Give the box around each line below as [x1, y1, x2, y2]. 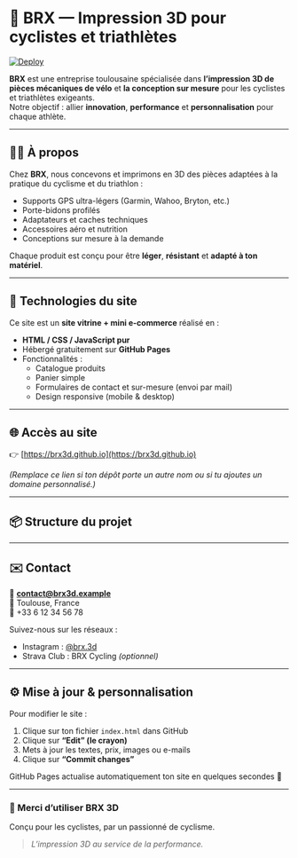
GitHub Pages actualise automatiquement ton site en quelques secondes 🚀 [9, 771, 282, 782]
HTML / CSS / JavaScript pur [21, 335, 130, 345]
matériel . [9, 259, 43, 270]
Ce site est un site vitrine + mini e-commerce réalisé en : [9, 317, 220, 327]
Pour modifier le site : [9, 708, 88, 719]
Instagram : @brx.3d [21, 642, 98, 651]
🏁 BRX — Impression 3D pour [9, 8, 227, 28]
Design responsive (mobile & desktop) [35, 390, 176, 402]
